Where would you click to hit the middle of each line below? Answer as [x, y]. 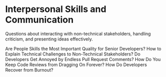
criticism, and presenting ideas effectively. [49, 39]
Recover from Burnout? [29, 70]
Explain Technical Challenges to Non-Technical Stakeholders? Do [73, 54]
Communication [39, 20]
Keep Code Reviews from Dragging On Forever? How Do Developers [76, 64]
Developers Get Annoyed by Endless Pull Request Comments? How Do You [83, 59]
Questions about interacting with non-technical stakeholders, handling [78, 33]
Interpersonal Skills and [56, 9]
